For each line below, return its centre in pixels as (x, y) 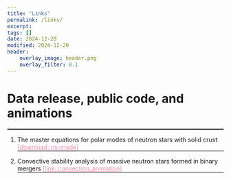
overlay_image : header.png (58, 58)
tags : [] (20, 33)
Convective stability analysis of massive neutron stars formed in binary (118, 161)
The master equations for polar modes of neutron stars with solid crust (117, 139)
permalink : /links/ (35, 20)
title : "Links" (29, 13)
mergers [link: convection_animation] (69, 168)
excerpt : (20, 26)
